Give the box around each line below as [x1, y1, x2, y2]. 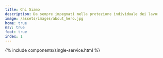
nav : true [5, 25, 25, 30]
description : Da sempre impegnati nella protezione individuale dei [5, 12, 147, 16]
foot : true [5, 29, 27, 34]
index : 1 [5, 34, 23, 39]
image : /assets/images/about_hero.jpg [5, 16, 83, 21]
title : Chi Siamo [5, 7, 40, 12]
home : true [5, 20, 27, 26]
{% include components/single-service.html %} [5, 47, 100, 53]
